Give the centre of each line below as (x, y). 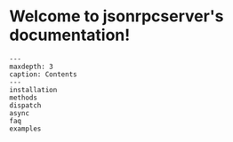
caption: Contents (43, 74)
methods (24, 98)
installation (33, 90)
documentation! (70, 35)
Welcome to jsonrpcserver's (116, 16)
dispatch (25, 105)
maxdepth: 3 (31, 67)
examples (25, 129)
